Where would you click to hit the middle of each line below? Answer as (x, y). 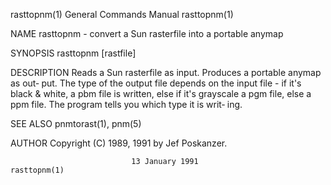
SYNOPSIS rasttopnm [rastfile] (73, 53)
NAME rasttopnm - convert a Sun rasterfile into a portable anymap (147, 33)
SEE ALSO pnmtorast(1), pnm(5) (76, 123)
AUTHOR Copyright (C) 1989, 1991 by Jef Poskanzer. (119, 143)
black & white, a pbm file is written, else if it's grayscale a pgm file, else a (161, 93)
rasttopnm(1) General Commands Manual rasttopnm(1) (122, 14)
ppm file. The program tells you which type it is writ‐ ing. (126, 104)
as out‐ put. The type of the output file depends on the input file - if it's (156, 83)
